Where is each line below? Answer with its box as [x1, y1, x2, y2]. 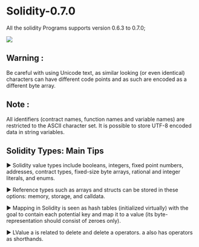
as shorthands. [6, 236, 44, 243]
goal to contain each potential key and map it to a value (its [6, 211, 153, 218]
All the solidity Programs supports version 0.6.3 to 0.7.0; [6, 24, 146, 31]
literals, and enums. [6, 175, 56, 182]
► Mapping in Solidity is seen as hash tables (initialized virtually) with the [6, 204, 189, 212]
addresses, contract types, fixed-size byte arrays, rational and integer [6, 168, 181, 176]
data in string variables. [6, 128, 65, 135]
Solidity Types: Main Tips [6, 146, 104, 156]
